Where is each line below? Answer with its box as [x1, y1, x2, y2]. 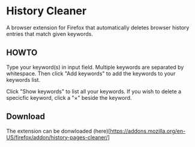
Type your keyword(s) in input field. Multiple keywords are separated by [6, 63, 184, 71]
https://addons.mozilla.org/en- [110, 127, 186, 134]
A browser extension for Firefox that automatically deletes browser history [6, 24, 190, 31]
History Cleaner [6, 4, 87, 18]
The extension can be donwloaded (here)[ [6, 127, 110, 134]
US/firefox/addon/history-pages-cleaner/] [6, 133, 110, 141]
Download [6, 112, 45, 122]
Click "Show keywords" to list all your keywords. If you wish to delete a [6, 88, 182, 95]
